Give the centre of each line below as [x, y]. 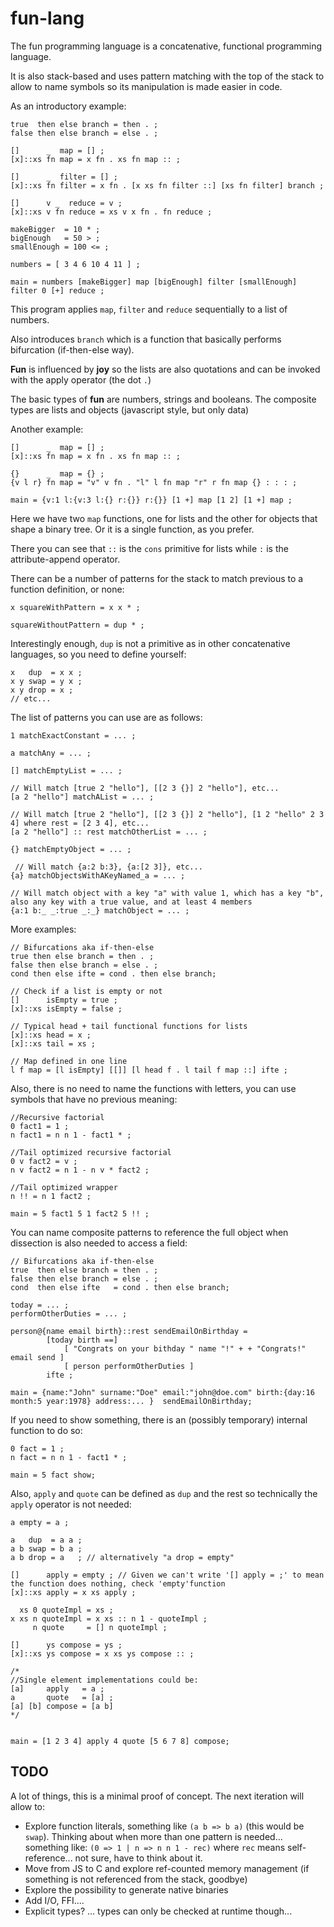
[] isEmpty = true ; [64, 1000]
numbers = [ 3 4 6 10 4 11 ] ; [75, 264]
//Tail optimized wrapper [64, 1187]
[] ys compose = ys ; [66, 1645]
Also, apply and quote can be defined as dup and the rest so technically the [164, 1493]
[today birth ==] [82, 1340]
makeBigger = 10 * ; [55, 229]
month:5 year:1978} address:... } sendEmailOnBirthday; [131, 1401]
